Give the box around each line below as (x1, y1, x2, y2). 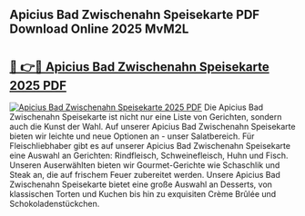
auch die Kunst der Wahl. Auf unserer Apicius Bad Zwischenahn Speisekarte (9, 122, 296, 132)
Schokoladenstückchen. (9, 199, 100, 209)
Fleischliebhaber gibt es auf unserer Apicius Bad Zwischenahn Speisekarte (9, 141, 291, 151)
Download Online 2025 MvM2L (9, 22, 189, 37)
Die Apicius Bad (203, 102, 264, 113)
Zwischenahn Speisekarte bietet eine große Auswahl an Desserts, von (9, 179, 273, 190)
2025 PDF (9, 77, 66, 93)
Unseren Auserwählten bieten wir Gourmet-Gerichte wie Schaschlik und (9, 160, 280, 171)
